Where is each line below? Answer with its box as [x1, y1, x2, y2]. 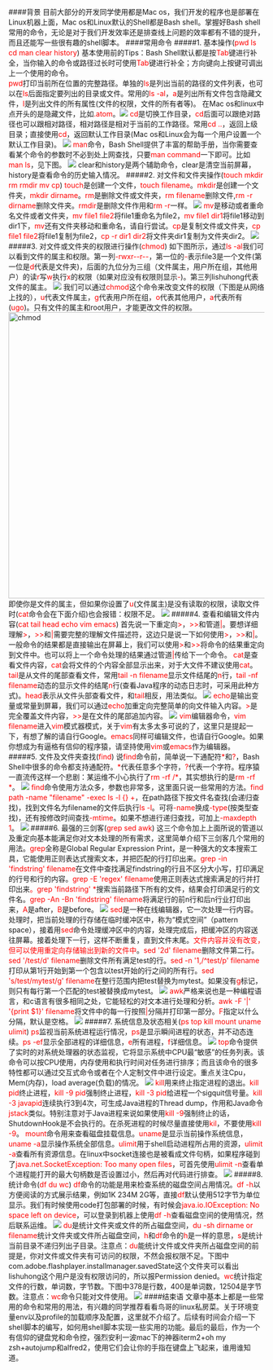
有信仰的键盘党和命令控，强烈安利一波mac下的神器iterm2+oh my [8, 1333, 227, 1342]
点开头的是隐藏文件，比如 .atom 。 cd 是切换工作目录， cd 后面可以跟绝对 [8, 109, 254, 118]
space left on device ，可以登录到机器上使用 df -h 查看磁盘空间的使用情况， [8, 1210, 257, 1220]
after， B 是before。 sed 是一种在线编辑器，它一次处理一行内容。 [34, 905, 258, 914]
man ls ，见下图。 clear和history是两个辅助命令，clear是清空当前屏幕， [8, 160, 256, 170]
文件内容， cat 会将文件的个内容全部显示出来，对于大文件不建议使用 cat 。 [15, 660, 258, 670]
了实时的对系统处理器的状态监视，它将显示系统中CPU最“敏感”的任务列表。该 [8, 1047, 265, 1057]
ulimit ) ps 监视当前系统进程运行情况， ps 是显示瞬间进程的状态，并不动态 [8, 1027, 247, 1037]
